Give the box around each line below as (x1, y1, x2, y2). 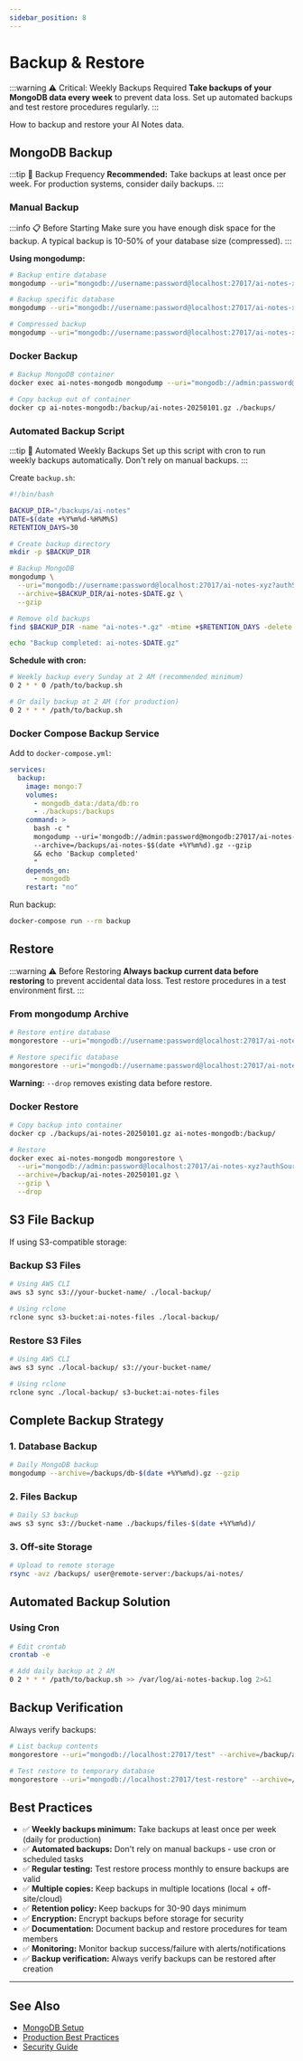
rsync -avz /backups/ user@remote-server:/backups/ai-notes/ (9, 1570, 244, 1579)
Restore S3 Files (9, 1334, 82, 1347)
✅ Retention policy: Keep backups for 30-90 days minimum (22, 1903, 246, 1914)
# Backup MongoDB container (9, 370, 115, 380)
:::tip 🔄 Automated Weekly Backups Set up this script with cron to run (9, 445, 266, 457)
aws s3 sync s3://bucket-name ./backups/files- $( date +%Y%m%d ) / (9, 1518, 256, 1528)
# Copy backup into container (9, 1120, 124, 1130)
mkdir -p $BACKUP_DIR (9, 548, 91, 557)
